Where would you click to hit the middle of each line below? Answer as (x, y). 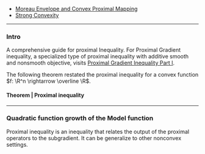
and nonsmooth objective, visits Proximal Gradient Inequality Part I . (91, 63)
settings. (17, 144)
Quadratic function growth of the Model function (80, 118)
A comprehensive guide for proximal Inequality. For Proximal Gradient (94, 50)
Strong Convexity (37, 15)
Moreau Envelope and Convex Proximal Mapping (76, 9)
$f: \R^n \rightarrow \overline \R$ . (49, 81)
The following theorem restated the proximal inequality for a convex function (103, 75)
